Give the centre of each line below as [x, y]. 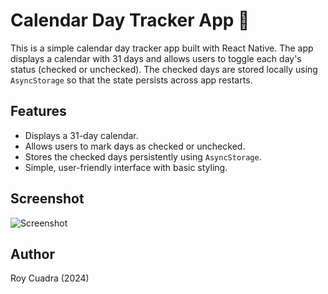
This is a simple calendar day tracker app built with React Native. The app [162, 48]
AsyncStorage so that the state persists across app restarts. [131, 80]
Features [38, 111]
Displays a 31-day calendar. [81, 135]
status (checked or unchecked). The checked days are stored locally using [164, 69]
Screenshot [47, 199]
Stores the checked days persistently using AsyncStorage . [143, 156]
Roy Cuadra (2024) [50, 278]
